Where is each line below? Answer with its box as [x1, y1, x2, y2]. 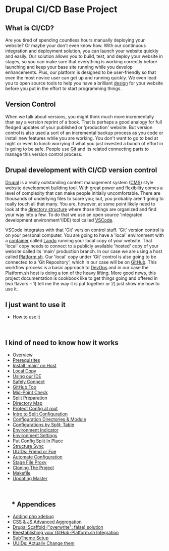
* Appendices [11, 500, 56, 508]
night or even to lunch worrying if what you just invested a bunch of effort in [5, 140, 163, 146]
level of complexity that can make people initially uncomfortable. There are [5, 190, 160, 196]
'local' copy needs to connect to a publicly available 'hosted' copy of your [5, 243, 159, 249]
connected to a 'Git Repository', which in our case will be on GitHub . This [5, 259, 157, 265]
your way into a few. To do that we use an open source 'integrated [5, 211, 143, 218]
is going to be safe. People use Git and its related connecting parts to [5, 146, 149, 152]
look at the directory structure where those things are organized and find [5, 206, 156, 212]
